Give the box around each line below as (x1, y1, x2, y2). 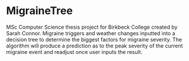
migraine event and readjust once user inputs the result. (6, 48, 143, 55)
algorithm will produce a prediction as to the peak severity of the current (6, 42, 183, 49)
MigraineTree (6, 4, 73, 18)
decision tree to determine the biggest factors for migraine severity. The (6, 36, 182, 43)
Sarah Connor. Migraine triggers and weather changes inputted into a (6, 29, 176, 36)
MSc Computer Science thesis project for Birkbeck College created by (6, 23, 178, 30)
